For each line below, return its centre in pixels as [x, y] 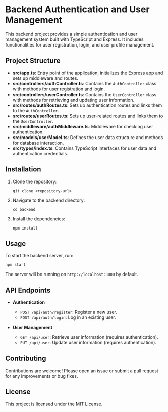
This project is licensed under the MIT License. [54, 404]
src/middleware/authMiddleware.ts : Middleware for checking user [83, 126]
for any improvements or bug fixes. [42, 376]
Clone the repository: [35, 181]
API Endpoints [28, 290]
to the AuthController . [36, 110]
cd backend [24, 209]
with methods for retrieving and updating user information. [73, 100]
